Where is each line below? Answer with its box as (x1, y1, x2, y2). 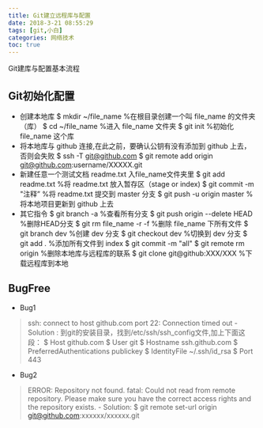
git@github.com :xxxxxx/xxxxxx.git (27, 411, 140, 420)
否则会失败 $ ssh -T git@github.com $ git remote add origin (19, 151, 213, 161)
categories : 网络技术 (8, 33, 75, 42)
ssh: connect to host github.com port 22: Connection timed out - (27, 318, 239, 328)
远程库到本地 (26, 258, 69, 267)
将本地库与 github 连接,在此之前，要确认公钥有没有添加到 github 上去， (19, 141, 251, 150)
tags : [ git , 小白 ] (8, 26, 63, 34)
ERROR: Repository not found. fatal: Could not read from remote (27, 385, 235, 395)
